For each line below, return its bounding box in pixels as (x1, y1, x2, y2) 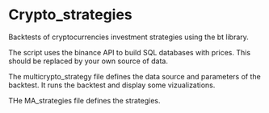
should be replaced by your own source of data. (8, 56, 168, 66)
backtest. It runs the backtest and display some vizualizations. (8, 80, 216, 90)
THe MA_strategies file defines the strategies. (8, 95, 161, 105)
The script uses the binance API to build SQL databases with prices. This (8, 47, 251, 57)
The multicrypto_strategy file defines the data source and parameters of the (8, 71, 261, 81)
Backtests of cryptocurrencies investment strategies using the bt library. (8, 32, 249, 42)
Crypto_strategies (8, 6, 133, 24)
